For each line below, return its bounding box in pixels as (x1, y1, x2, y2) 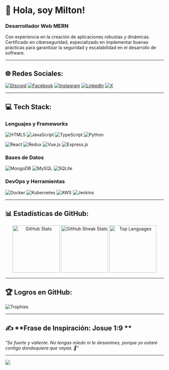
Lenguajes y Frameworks (5, 120, 68, 127)
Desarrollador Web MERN (5, 23, 69, 30)
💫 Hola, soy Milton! (5, 5, 86, 16)
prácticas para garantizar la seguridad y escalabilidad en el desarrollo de (5, 45, 156, 51)
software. (5, 50, 25, 56)
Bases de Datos (5, 154, 44, 161)
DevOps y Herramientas (5, 178, 65, 185)
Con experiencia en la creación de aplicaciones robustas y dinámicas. (5, 34, 150, 40)
